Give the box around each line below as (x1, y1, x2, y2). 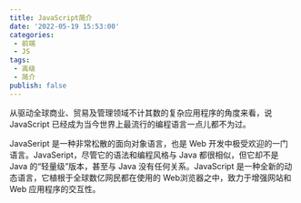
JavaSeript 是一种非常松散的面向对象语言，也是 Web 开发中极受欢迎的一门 (9, 137, 289, 148)
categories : (9, 30, 55, 39)
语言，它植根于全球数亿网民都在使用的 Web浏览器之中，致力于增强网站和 (16, 172, 292, 183)
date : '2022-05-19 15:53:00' (9, 22, 120, 31)
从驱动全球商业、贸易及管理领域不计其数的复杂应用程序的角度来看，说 (9, 107, 273, 118)
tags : (9, 56, 30, 65)
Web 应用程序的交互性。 (9, 183, 101, 194)
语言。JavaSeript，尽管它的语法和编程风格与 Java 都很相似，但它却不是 (9, 149, 279, 160)
